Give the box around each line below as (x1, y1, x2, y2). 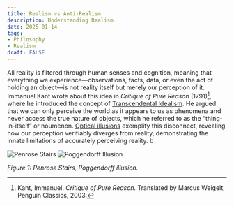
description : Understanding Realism (7, 17, 114, 24)
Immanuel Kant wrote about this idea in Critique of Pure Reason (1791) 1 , (7, 90, 212, 100)
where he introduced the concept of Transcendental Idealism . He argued (7, 99, 217, 108)
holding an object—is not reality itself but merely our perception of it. (7, 83, 205, 91)
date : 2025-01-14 (7, 23, 58, 30)
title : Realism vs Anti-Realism (7, 10, 101, 17)
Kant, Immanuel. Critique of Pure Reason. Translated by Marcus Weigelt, (17, 183, 225, 192)
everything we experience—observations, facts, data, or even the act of (7, 75, 214, 84)
